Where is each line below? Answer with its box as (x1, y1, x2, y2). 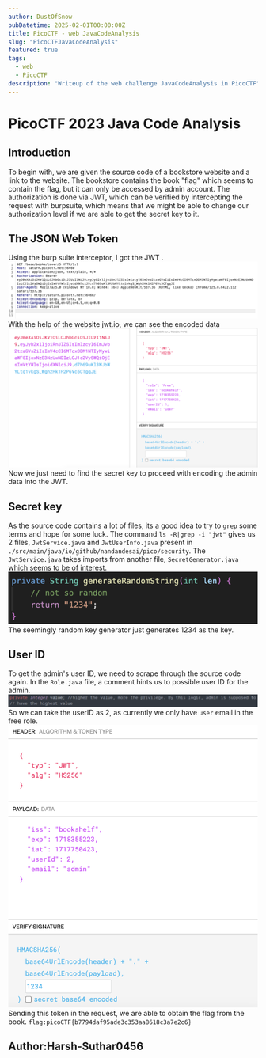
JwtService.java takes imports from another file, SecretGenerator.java (8, 554, 239, 563)
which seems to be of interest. (8, 563, 108, 572)
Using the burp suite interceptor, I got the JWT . (8, 253, 164, 263)
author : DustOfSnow (8, 13, 73, 21)
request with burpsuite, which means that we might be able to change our (8, 200, 249, 210)
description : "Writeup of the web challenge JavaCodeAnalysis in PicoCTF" (8, 79, 260, 87)
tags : (8, 55, 26, 63)
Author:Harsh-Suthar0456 (8, 1040, 144, 1053)
